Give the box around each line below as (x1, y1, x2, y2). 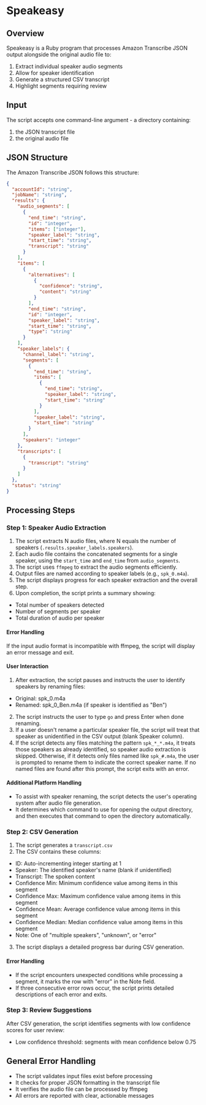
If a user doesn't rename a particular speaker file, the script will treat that (15, 726, 200, 733)
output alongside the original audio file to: (6, 51, 112, 58)
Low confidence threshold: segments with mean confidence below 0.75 (15, 1038, 196, 1046)
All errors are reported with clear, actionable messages (15, 1092, 154, 1099)
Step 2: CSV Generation (6, 827, 78, 836)
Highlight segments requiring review (15, 82, 107, 89)
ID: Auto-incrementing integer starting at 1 (15, 860, 121, 867)
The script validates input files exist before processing (15, 1072, 153, 1079)
